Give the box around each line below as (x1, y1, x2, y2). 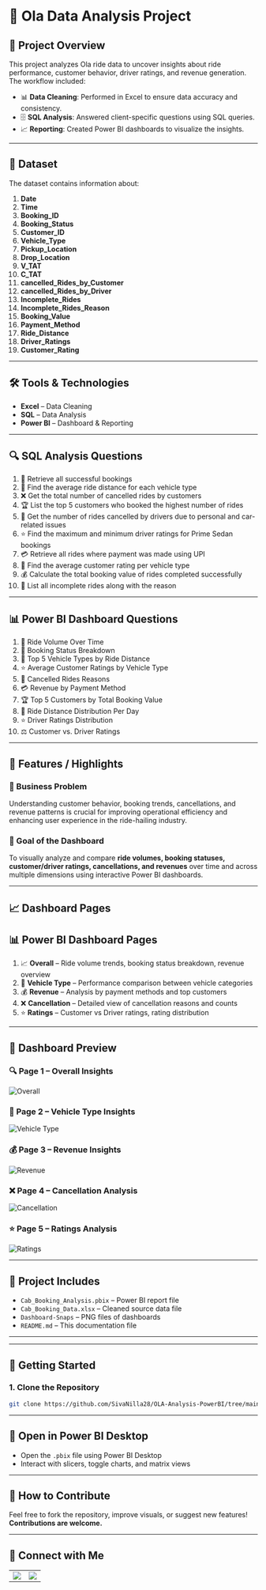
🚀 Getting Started (9, 1358, 96, 1372)
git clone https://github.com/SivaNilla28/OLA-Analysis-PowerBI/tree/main (9, 1399, 260, 1408)
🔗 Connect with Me (9, 1549, 105, 1562)
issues (45, 520, 66, 530)
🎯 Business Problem (9, 780, 88, 791)
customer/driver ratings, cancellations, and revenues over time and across (9, 862, 258, 871)
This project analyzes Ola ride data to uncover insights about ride (9, 59, 222, 69)
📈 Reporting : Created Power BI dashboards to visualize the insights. (20, 124, 245, 134)
